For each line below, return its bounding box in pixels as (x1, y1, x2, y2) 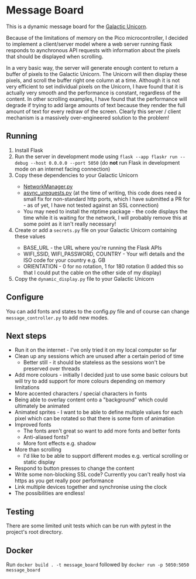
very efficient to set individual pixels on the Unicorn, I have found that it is (6, 83, 183, 90)
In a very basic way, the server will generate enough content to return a (6, 64, 178, 71)
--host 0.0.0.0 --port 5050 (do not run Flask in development (30, 159, 180, 166)
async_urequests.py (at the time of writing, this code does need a (23, 189, 181, 196)
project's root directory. (6, 529, 63, 536)
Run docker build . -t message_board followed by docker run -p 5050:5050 (6, 561, 190, 568)
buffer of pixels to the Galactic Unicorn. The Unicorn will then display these (6, 70, 187, 77)
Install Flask (14, 147, 44, 154)
